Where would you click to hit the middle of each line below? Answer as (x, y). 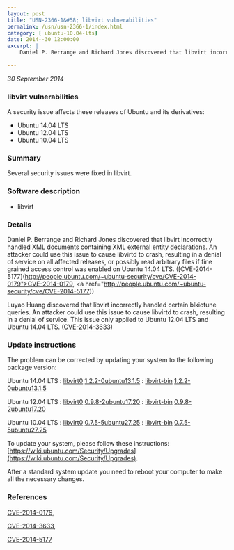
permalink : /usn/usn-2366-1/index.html (65, 26)
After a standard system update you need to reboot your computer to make (115, 472)
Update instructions (42, 345)
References (27, 497)
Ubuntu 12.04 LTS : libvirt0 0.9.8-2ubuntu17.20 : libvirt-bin (90, 402)
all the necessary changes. (46, 479)
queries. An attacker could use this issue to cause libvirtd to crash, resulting (116, 312)
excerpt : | (23, 46)
